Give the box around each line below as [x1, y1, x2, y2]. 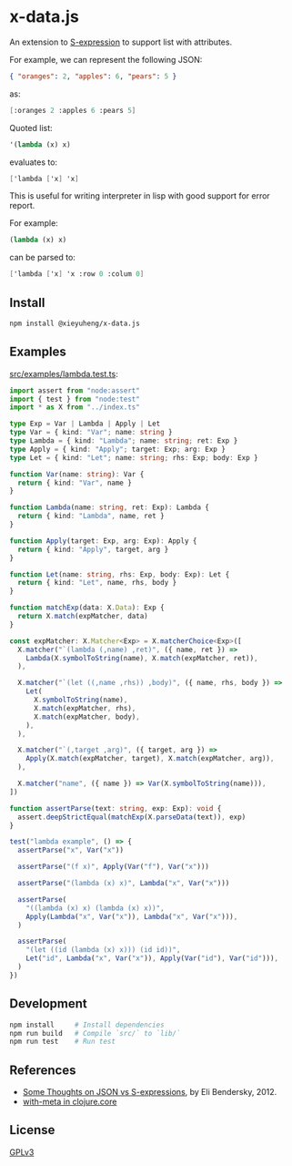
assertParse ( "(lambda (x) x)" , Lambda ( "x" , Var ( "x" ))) [17, 879, 230, 888]
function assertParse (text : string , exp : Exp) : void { [9, 803, 222, 813]
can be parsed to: [9, 252, 76, 263]
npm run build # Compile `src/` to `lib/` [9, 1028, 181, 1038]
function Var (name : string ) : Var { [9, 469, 145, 479]
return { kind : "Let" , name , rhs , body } [17, 578, 177, 588]
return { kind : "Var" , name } [17, 478, 132, 487]
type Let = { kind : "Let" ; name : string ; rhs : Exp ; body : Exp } [9, 453, 258, 462]
